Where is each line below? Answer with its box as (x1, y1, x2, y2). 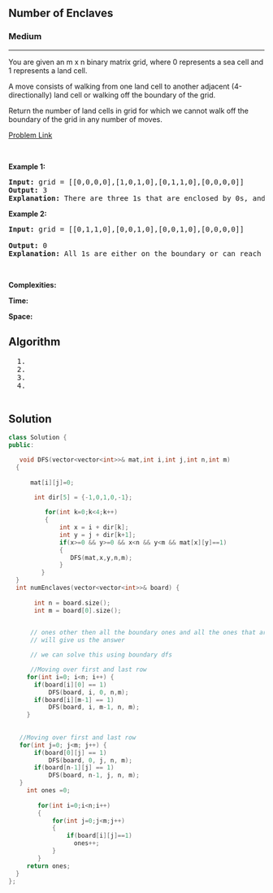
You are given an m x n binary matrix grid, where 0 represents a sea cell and (8, 57, 264, 67)
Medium (8, 31, 42, 42)
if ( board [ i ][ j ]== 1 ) (66, 832, 132, 840)
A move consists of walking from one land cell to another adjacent (8, 81, 230, 91)
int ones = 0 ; (26, 787, 71, 795)
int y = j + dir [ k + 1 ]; (59, 531, 136, 539)
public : (8, 441, 35, 449)
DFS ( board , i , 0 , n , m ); (48, 688, 129, 696)
